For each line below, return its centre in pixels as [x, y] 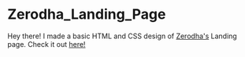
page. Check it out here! [46, 44]
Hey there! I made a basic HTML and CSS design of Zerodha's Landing [122, 36]
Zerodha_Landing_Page [87, 14]
